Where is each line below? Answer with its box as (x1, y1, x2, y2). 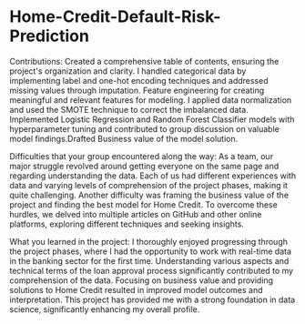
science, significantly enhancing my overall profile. (9, 303, 200, 315)
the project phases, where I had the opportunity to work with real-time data (9, 246, 292, 257)
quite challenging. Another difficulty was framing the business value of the (9, 189, 290, 200)
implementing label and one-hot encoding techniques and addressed (9, 75, 269, 86)
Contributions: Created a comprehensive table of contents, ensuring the (9, 56, 280, 66)
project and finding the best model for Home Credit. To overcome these (9, 198, 278, 210)
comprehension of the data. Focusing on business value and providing (9, 275, 274, 286)
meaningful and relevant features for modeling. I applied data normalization (9, 94, 292, 106)
